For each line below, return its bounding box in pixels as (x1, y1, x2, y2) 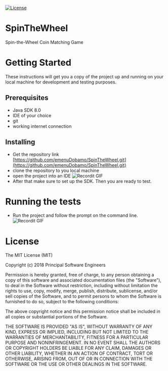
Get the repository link (12, 151, 59, 157)
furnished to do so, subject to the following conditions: (5, 299, 119, 305)
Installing (5, 138, 35, 147)
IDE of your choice (12, 112, 52, 118)
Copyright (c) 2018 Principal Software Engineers (5, 262, 106, 268)
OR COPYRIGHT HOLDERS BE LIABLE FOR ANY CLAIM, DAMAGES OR (5, 345, 152, 351)
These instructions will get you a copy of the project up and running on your (5, 73, 163, 79)
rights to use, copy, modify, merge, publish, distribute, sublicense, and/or (5, 288, 158, 294)
